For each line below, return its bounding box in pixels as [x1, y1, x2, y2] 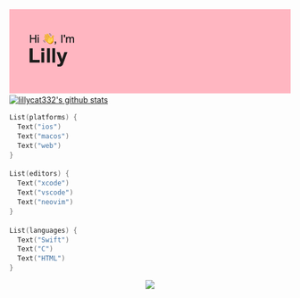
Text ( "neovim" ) [17, 198, 74, 207]
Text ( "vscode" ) [17, 188, 74, 197]
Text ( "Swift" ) [17, 236, 70, 244]
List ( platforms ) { [9, 113, 78, 122]
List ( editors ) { [9, 170, 70, 178]
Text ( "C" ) [17, 244, 54, 253]
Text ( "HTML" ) [17, 254, 66, 263]
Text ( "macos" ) [17, 131, 70, 141]
